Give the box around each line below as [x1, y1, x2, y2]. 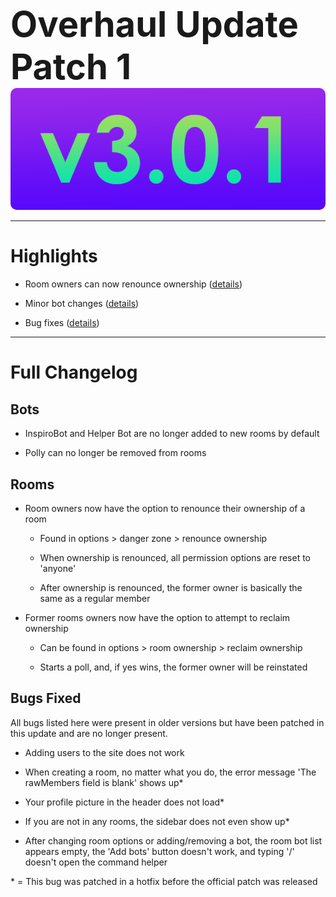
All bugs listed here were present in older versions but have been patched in [10, 716, 325, 728]
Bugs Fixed [10, 690, 82, 707]
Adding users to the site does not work [24, 746, 185, 758]
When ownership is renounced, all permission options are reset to [39, 552, 312, 564]
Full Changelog [10, 361, 138, 384]
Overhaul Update [10, 3, 299, 47]
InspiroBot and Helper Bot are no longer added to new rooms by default [24, 428, 320, 440]
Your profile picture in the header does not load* [24, 796, 225, 808]
